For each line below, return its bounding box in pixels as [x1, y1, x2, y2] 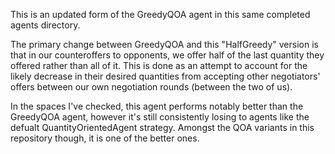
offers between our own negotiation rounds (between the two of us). [10, 81, 293, 93]
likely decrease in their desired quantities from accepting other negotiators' [10, 70, 321, 82]
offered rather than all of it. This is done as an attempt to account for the [10, 60, 308, 71]
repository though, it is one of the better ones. [10, 132, 200, 144]
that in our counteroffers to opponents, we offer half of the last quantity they [10, 49, 325, 61]
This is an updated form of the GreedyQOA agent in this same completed [10, 9, 311, 20]
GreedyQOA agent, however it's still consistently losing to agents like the [10, 111, 310, 123]
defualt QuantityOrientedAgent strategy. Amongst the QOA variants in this [10, 122, 315, 133]
